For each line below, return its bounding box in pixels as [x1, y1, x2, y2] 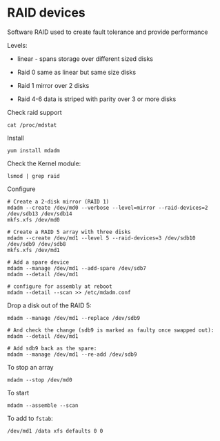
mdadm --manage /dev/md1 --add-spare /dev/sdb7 [7, 264, 147, 271]
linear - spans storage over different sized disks [17, 54, 154, 63]
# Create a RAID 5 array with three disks [7, 228, 131, 235]
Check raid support [7, 108, 62, 116]
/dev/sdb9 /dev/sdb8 [7, 240, 67, 247]
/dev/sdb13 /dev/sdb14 [7, 210, 72, 217]
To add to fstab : [7, 414, 53, 422]
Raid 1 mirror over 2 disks [17, 81, 90, 89]
